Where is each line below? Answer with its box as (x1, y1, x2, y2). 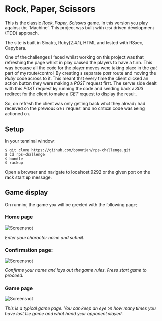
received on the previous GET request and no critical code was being (5, 106, 145, 111)
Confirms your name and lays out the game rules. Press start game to (5, 267, 147, 273)
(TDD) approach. (5, 30, 39, 36)
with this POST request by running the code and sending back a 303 (5, 85, 144, 91)
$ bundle (5, 156, 23, 161)
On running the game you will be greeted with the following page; (5, 201, 137, 207)
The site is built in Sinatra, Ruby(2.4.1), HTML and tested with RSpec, (5, 39, 144, 45)
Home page (5, 214, 33, 220)
